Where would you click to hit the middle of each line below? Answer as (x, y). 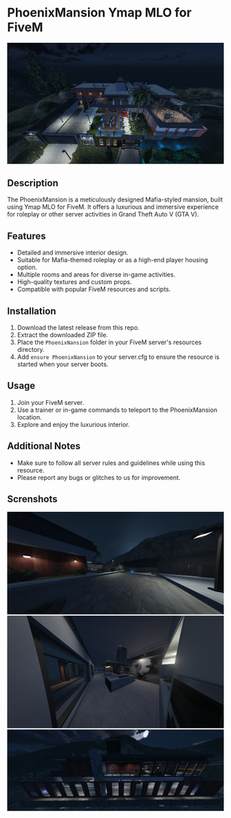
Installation (32, 311)
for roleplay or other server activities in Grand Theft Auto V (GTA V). (103, 215)
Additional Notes (44, 446)
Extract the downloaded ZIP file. (63, 335)
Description (33, 183)
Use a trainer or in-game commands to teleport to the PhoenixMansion (117, 410)
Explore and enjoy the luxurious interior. (73, 424)
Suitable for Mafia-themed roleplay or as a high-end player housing (112, 260)
